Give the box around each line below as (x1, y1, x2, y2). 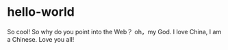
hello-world (7, 4, 75, 20)
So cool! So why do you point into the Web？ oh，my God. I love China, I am (7, 27, 222, 36)
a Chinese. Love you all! (7, 35, 75, 43)
